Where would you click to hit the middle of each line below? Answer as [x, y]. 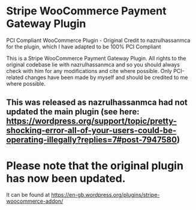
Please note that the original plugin [95, 165]
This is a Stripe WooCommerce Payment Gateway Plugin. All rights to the [96, 58]
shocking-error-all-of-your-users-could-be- [91, 131]
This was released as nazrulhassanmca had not [97, 103]
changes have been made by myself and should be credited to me [106, 77]
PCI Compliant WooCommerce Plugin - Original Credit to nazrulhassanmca [98, 40]
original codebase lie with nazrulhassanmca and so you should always [93, 65]
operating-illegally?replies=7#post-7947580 [92, 140]
